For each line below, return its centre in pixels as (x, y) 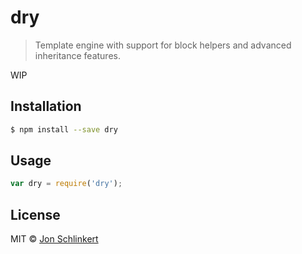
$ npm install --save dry (64, 129)
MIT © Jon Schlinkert (54, 239)
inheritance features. (77, 55)
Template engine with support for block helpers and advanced (163, 45)
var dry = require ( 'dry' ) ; (66, 184)
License (35, 214)
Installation (46, 106)
